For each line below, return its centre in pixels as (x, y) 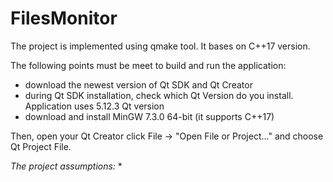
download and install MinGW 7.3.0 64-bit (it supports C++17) (149, 116)
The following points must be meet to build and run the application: (148, 65)
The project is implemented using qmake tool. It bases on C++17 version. (160, 46)
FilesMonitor (64, 18)
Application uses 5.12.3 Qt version (94, 106)
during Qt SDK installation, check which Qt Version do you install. (159, 95)
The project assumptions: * (66, 166)
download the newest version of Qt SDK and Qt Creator (138, 84)
